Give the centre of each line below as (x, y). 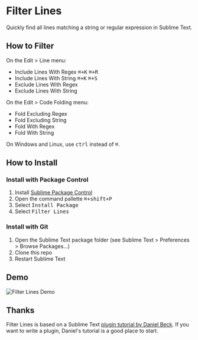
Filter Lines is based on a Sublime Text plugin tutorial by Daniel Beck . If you (98, 325)
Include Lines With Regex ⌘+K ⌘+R (56, 72)
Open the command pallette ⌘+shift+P (63, 199)
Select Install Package (46, 205)
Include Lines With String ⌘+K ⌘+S (56, 78)
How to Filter (30, 46)
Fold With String (34, 132)
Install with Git (27, 227)
